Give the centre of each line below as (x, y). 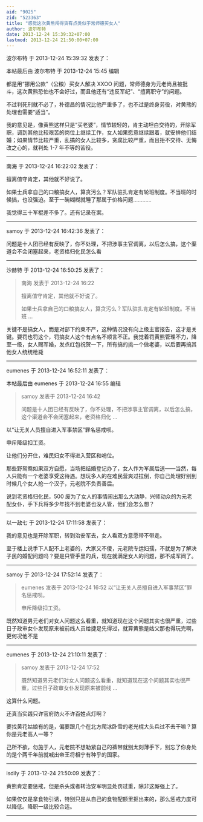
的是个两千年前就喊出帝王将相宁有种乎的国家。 (64, 755)
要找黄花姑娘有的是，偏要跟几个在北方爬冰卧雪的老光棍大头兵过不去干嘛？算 (101, 726)
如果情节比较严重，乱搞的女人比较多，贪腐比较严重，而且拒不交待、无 (104, 140)
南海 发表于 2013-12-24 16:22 (58, 283)
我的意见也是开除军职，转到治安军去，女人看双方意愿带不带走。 (85, 535)
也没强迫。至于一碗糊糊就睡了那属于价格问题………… (87, 200)
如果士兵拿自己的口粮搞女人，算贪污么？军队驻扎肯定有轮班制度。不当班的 (99, 192)
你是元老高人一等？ (30, 734)
